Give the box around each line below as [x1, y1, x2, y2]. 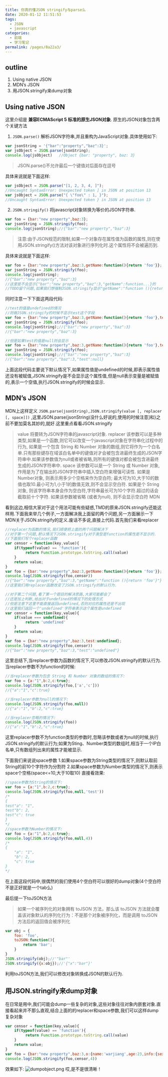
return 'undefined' [25, 620, 66, 625]
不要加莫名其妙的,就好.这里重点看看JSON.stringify [9, 420, 112, 426]
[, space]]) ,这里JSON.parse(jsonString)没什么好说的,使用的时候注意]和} [5, 414, 156, 420]
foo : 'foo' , [14, 933, 39, 938]
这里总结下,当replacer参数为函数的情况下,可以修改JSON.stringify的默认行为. [5, 657, 161, 663]
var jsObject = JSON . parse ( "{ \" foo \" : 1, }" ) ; [5, 193, 108, 198]
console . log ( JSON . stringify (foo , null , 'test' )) [5, 789, 104, 794]
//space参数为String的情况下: [5, 780, 63, 785]
